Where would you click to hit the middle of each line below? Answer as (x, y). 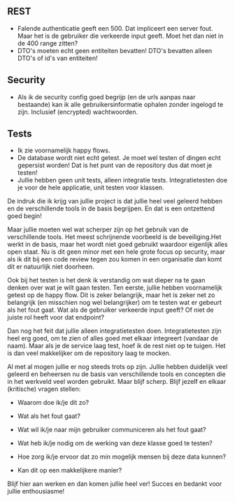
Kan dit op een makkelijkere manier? (70, 471)
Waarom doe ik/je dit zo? (53, 403)
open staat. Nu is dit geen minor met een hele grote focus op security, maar (116, 252)
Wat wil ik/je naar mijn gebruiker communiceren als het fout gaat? (112, 430)
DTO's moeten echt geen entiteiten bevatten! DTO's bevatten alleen (115, 50)
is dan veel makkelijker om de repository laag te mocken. (89, 353)
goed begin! (24, 216)
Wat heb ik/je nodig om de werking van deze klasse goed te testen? (115, 443)
